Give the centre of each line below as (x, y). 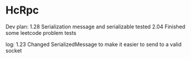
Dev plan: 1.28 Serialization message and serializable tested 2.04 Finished (95, 27)
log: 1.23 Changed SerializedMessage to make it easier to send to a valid (94, 44)
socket (14, 50)
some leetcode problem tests (41, 32)
